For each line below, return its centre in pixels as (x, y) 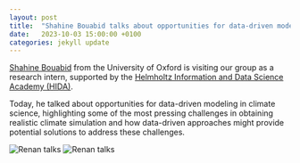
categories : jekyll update (59, 42)
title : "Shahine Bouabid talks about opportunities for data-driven (142, 26)
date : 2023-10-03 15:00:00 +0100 (75, 34)
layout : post (33, 17)
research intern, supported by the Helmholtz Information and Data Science (146, 77)
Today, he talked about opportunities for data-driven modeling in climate (142, 104)
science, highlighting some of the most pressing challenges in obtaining (142, 113)
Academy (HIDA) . (41, 86)
